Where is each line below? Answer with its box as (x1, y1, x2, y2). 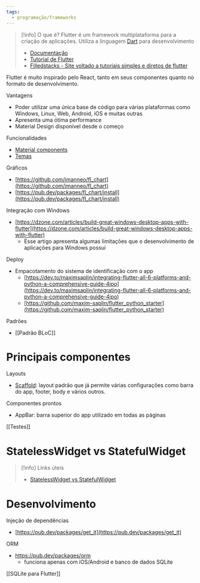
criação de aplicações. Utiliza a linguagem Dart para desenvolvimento (20, 37, 195, 45)
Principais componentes (6, 350, 131, 364)
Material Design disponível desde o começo (14, 122, 124, 130)
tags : (6, 8, 20, 15)
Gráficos (6, 164, 28, 171)
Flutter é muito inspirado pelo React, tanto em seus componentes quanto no (6, 74, 194, 81)
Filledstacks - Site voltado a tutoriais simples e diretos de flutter (29, 61, 188, 69)
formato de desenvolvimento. (6, 80, 79, 87)
